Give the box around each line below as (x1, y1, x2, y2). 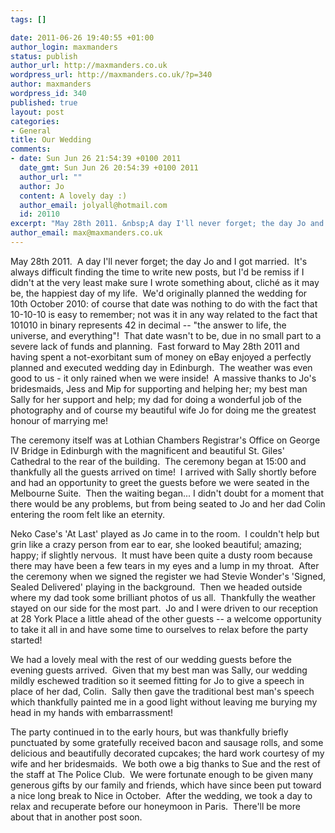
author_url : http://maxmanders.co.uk (10, 61, 168, 71)
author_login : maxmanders (10, 42, 118, 52)
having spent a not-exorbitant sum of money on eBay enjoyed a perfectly (10, 351, 312, 363)
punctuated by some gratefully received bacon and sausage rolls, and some (10, 736, 324, 748)
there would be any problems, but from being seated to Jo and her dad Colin (10, 497, 326, 510)
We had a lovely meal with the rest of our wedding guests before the (10, 653, 292, 665)
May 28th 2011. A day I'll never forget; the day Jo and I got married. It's (10, 255, 308, 267)
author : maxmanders (10, 79, 92, 90)
